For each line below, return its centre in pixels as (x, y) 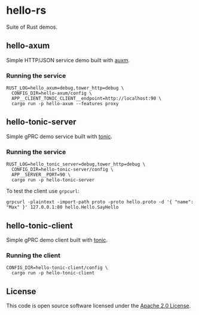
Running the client (33, 255)
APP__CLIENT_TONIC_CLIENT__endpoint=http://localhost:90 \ (87, 99)
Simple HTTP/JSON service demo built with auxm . (68, 60)
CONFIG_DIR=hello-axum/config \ (52, 93)
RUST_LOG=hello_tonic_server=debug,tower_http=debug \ (76, 164)
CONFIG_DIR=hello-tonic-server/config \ (62, 170)
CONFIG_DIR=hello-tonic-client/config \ (57, 268)
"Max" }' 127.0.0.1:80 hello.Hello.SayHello (62, 207)
